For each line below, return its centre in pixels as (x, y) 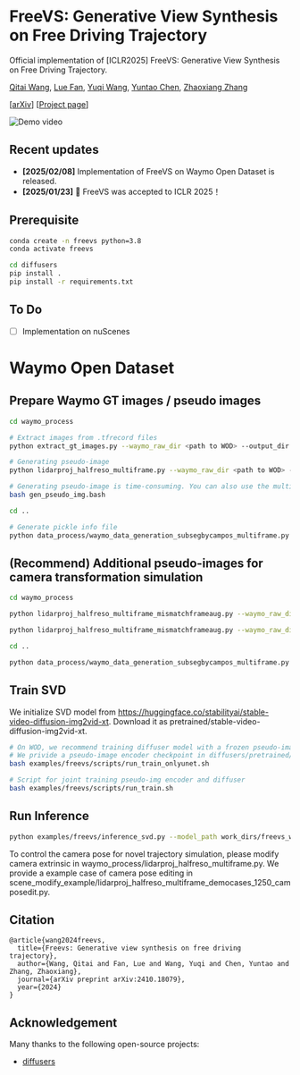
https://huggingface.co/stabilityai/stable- (193, 712)
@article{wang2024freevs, (57, 941)
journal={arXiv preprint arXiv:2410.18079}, (101, 980)
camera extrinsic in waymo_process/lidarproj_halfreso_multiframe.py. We (144, 863)
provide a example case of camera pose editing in (101, 873)
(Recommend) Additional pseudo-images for (136, 563)
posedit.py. (30, 892)
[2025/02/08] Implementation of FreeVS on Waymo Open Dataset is (148, 171)
